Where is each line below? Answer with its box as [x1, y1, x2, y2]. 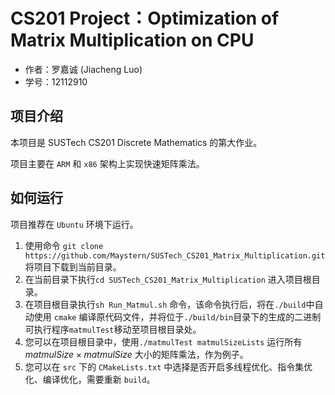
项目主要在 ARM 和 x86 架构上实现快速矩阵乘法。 [10, 157, 205, 169]
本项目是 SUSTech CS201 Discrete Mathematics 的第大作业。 [10, 136, 263, 148]
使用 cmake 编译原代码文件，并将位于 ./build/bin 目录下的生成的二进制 [33, 310, 322, 323]
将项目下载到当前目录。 [24, 260, 122, 273]
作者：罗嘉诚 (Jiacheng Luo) [24, 63, 143, 75]
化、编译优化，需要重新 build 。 [24, 373, 156, 385]
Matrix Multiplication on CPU [10, 29, 255, 52]
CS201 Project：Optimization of [10, 7, 280, 30]
